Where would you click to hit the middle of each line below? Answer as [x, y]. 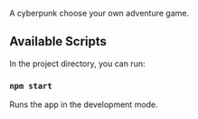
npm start [31, 86]
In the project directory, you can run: [77, 64]
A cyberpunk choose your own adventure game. [99, 13]
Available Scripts [58, 41]
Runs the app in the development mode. [84, 104]
